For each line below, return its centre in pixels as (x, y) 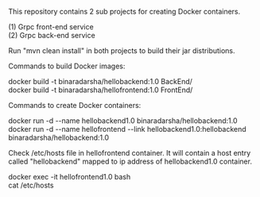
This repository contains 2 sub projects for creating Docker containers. (124, 12)
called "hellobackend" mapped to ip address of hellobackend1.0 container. (130, 161)
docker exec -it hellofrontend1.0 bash (70, 177)
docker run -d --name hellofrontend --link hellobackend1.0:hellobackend (127, 129)
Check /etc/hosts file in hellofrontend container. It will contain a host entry (130, 153)
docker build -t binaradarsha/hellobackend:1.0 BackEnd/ (101, 81)
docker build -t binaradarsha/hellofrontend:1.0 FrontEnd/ (101, 90)
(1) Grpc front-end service (51, 27)
